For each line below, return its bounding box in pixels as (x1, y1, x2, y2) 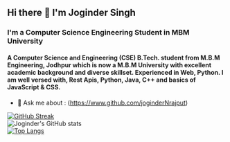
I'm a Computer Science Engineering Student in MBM (7, 28, 190, 37)
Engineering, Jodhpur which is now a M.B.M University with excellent (7, 60, 212, 69)
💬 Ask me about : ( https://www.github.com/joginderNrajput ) (17, 98, 188, 107)
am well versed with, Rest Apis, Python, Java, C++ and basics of (7, 76, 196, 84)
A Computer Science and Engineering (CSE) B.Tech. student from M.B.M (7, 53, 220, 62)
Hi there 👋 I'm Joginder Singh (7, 7, 136, 19)
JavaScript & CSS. (7, 82, 61, 91)
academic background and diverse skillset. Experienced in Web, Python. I (7, 68, 224, 76)
